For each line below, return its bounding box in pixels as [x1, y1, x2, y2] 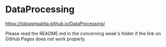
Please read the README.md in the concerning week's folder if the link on [5, 30, 161, 36]
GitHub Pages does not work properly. [5, 36, 86, 42]
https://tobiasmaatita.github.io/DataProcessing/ [5, 20, 105, 27]
